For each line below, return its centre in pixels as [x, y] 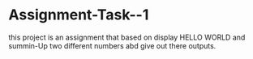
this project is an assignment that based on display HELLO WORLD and [127, 37]
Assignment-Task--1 [79, 15]
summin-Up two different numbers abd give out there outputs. [112, 45]
